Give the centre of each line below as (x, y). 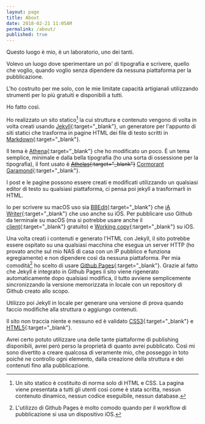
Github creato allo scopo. (38, 291)
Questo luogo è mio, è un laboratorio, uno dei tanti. (70, 52)
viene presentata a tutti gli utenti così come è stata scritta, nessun (98, 390)
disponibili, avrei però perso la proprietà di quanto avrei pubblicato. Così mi (101, 346)
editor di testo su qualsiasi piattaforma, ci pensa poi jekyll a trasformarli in (99, 189)
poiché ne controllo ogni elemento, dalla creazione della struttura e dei (95, 359)
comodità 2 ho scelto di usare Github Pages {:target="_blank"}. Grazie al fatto (102, 265)
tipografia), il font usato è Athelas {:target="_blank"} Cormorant (85, 164)
